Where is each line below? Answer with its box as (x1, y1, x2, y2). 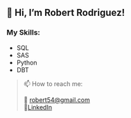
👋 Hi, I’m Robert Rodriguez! (6, 7, 125, 19)
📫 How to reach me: (23, 79, 83, 87)
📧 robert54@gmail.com (23, 95, 91, 104)
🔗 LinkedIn (23, 103, 53, 111)
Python (16, 58, 37, 67)
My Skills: (6, 28, 41, 37)
